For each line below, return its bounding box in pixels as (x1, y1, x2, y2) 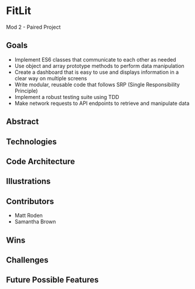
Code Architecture (6, 157, 75, 166)
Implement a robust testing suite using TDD (14, 93, 119, 100)
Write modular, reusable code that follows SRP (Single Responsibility (14, 81, 180, 88)
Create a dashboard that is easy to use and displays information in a (14, 69, 179, 76)
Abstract (6, 117, 39, 127)
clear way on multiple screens (14, 74, 87, 81)
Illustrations (6, 176, 51, 186)
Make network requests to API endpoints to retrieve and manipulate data (14, 100, 190, 107)
